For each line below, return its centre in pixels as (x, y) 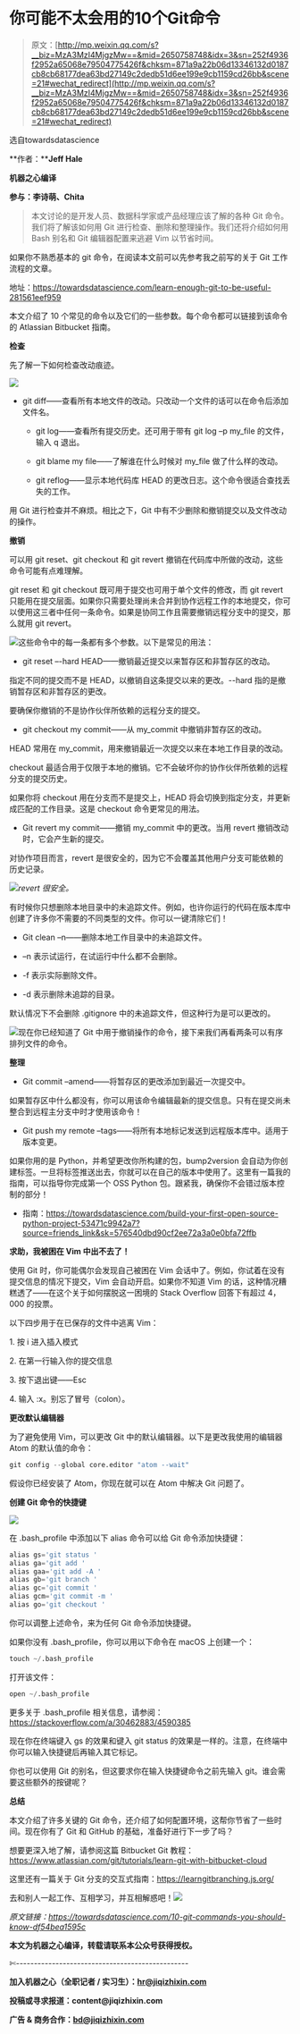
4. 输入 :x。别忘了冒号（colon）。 (70, 1398)
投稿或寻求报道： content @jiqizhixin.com (86, 2000)
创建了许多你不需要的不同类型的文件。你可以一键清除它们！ (119, 918)
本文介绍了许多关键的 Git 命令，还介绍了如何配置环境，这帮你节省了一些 (142, 1819)
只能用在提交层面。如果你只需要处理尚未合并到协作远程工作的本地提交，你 (146, 601)
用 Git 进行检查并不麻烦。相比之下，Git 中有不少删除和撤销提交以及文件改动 (148, 510)
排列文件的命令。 (41, 1043)
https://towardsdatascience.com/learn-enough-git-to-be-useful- (152, 287)
